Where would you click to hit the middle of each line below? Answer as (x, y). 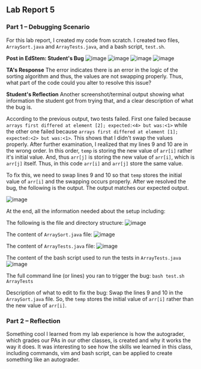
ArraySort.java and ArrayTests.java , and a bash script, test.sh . (86, 46)
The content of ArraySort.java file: (49, 234)
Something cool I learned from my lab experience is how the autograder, (95, 334)
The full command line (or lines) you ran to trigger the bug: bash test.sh (95, 275)
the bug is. (19, 107)
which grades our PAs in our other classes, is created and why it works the (98, 340)
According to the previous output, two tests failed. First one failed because (98, 118)
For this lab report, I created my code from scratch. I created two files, (93, 40)
